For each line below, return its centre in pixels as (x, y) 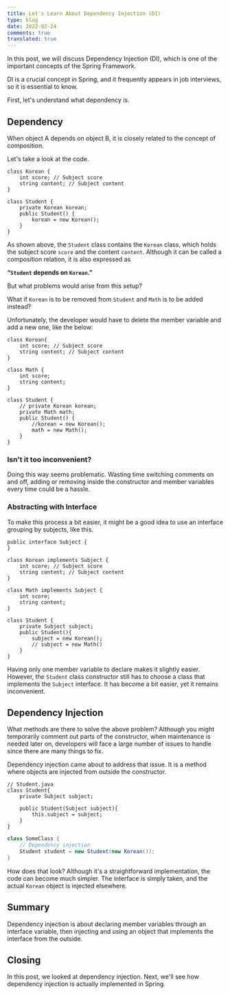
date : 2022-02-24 (32, 26)
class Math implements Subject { (55, 590)
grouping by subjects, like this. (50, 529)
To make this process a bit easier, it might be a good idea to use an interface (115, 522)
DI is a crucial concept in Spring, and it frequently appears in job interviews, (114, 79)
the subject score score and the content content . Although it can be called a (114, 251)
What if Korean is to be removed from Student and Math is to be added (105, 299)
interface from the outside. (45, 939)
